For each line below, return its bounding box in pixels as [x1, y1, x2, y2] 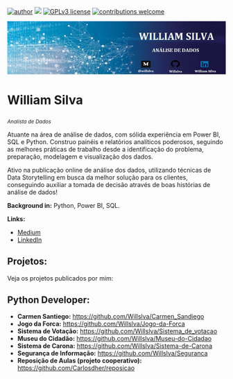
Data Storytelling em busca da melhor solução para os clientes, [7, 173, 189, 182]
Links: [7, 215, 26, 223]
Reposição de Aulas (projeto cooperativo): [17, 357, 142, 365]
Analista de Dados [7, 118, 52, 125]
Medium [17, 228, 42, 236]
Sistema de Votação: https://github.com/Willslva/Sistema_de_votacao [17, 327, 218, 335]
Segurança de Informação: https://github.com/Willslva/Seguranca [17, 349, 208, 358]
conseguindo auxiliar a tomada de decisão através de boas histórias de [7, 180, 211, 188]
